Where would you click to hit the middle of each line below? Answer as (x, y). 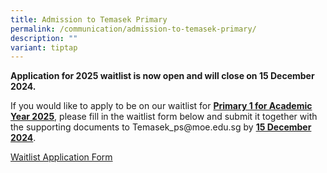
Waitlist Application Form (61, 157)
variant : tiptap (44, 47)
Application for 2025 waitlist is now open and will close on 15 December (162, 76)
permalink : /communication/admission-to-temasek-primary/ (133, 29)
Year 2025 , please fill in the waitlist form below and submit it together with (164, 117)
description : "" (44, 38)
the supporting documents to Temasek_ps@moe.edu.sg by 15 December (161, 127)
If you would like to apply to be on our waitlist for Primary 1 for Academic (161, 106)
